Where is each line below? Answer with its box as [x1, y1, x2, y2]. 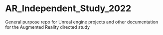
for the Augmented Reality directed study [5, 24, 90, 30]
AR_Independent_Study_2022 [5, 3, 132, 14]
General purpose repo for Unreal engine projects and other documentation [5, 19, 159, 25]
